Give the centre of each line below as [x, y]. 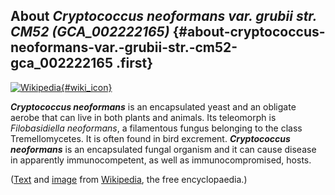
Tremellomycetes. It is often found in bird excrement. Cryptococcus [150, 138]
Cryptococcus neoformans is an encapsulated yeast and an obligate [153, 106]
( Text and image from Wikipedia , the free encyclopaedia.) [129, 179]
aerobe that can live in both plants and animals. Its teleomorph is [143, 117]
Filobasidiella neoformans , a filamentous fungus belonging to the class [156, 128]
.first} [135, 63]
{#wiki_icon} [86, 87]
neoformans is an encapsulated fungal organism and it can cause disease [163, 149]
